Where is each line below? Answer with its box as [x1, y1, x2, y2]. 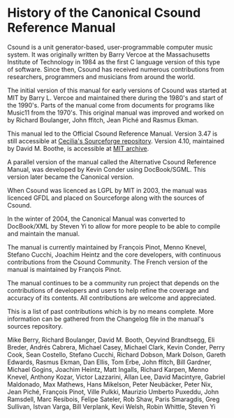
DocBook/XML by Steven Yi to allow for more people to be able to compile [7, 222, 221, 230]
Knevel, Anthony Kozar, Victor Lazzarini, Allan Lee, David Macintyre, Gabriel [7, 373, 226, 381]
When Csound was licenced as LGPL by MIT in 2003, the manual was [7, 186, 207, 194]
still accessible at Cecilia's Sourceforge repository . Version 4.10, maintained [7, 136, 225, 145]
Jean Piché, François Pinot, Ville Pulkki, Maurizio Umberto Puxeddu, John [7, 387, 219, 396]
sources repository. [7, 322, 64, 330]
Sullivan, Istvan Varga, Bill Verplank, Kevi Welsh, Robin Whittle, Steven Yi [7, 402, 216, 410]
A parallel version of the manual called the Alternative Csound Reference [7, 157, 217, 166]
